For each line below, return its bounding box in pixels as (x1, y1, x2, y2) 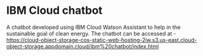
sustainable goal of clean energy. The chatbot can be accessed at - (6, 30, 176, 37)
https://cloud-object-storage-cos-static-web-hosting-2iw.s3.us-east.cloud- (6, 36, 197, 43)
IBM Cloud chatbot (6, 4, 102, 17)
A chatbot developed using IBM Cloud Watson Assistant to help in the (6, 23, 181, 31)
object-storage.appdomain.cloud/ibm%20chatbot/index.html (6, 43, 159, 50)
